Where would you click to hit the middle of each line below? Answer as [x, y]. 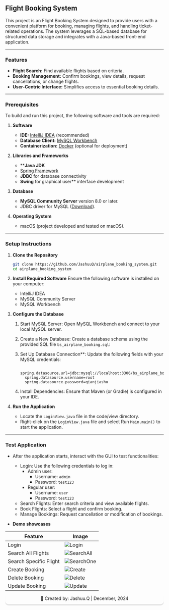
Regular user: [41, 487]
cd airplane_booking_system [42, 269]
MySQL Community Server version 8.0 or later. [69, 201]
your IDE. [29, 397]
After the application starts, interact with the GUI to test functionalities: [86, 456]
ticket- [146, 26]
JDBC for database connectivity [53, 176]
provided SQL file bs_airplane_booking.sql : [65, 344]
